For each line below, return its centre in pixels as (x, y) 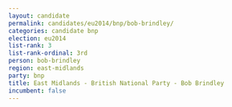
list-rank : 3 (30, 46)
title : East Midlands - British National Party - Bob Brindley (116, 83)
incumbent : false (37, 91)
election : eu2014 (37, 38)
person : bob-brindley (45, 61)
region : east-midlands (46, 68)
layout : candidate (39, 16)
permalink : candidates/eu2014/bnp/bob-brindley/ (91, 23)
